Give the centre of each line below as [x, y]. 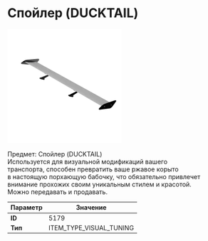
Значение [91, 208]
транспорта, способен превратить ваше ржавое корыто [93, 169]
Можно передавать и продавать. [58, 192]
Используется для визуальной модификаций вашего [88, 161]
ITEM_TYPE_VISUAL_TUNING [91, 227]
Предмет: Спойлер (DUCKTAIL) [55, 154]
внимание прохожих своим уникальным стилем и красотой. [100, 184]
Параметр [26, 208]
